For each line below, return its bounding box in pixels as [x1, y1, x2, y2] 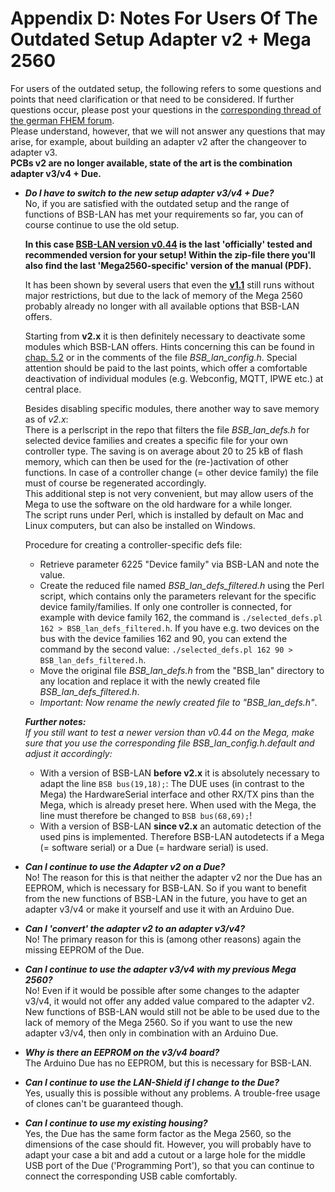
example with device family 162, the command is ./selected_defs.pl [39, 611, 323, 623]
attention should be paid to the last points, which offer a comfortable [24, 362, 308, 374]
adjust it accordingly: [24, 747, 113, 759]
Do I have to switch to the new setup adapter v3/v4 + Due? [24, 187, 275, 199]
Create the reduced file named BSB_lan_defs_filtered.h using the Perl [39, 579, 325, 591]
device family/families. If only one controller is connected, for [39, 600, 293, 612]
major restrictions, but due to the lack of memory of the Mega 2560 [24, 289, 303, 301]
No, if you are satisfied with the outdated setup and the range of [24, 197, 290, 209]
